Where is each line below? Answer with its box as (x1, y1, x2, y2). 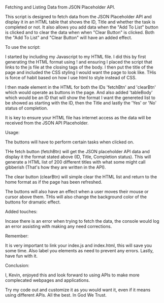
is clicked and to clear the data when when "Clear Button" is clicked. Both (5, 30, 155, 35)
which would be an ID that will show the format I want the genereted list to (5, 95, 156, 101)
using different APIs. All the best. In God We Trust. (5, 292, 107, 298)
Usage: (5, 130, 20, 135)
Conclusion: (5, 263, 30, 268)
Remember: (5, 233, 29, 238)
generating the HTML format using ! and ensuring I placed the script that (5, 59, 153, 65)
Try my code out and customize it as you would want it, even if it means (5, 287, 151, 293)
